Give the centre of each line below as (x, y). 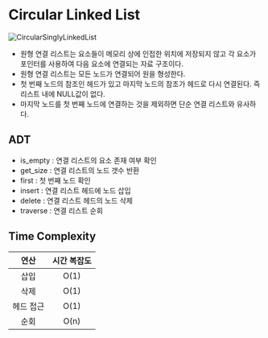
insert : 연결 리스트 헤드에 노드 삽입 (75, 190)
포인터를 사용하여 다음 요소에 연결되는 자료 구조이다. (101, 64)
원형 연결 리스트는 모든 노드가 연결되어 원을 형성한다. (103, 73)
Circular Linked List (74, 15)
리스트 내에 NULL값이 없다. (63, 93)
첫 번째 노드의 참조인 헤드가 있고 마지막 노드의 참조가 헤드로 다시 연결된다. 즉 (140, 84)
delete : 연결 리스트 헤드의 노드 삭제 (76, 200)
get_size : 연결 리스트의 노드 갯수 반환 (80, 170)
